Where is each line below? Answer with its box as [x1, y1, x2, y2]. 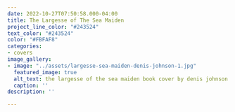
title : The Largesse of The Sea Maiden [7, 17, 125, 24]
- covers [7, 50, 33, 57]
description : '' [7, 88, 55, 95]
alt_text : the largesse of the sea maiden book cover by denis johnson [13, 75, 229, 83]
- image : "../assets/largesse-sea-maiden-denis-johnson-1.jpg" [7, 62, 197, 69]
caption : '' [13, 82, 49, 89]
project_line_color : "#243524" [7, 23, 99, 30]
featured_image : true [13, 69, 77, 76]
